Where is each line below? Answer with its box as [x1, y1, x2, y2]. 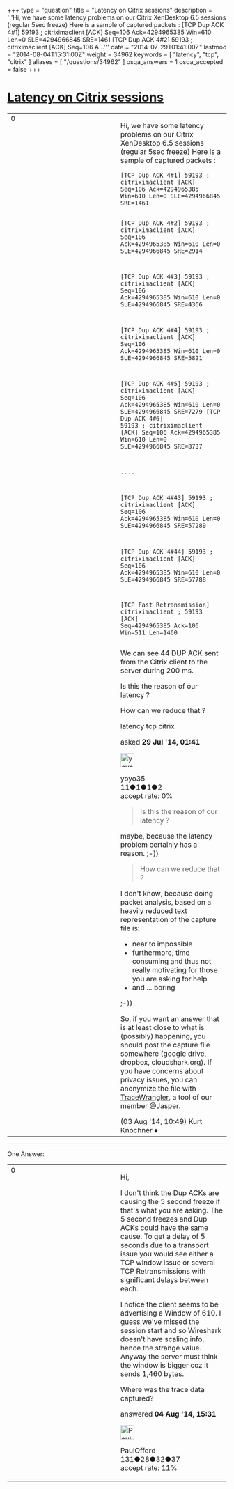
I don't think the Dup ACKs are [120, 1188, 219, 1198]
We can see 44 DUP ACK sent [120, 648, 219, 658]
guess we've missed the [120, 1317, 200, 1327]
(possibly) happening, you [120, 1031, 206, 1041]
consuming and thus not [132, 957, 212, 967]
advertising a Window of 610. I [120, 1309, 221, 1318]
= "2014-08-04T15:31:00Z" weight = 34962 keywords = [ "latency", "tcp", [7, 50, 219, 59]
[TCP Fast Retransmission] [120, 601, 210, 609]
